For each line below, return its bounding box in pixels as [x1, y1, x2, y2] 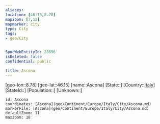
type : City [5, 26, 29, 32]
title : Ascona [5, 68, 36, 73]
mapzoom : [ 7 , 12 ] [5, 17, 40, 22]
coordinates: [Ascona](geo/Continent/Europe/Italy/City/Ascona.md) [5, 102, 152, 107]
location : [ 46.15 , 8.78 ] [5, 12, 56, 17]
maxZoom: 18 [5, 115, 31, 120]
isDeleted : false [5, 54, 42, 59]
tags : [5, 31, 17, 36]
